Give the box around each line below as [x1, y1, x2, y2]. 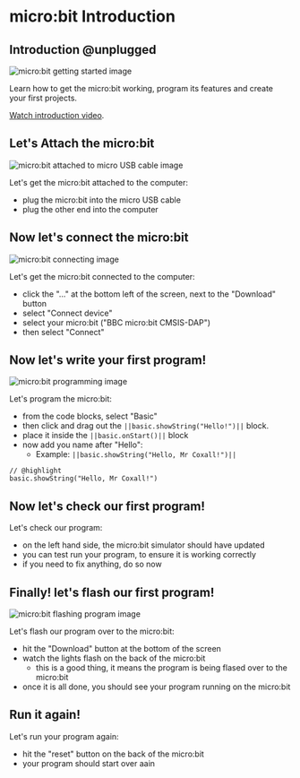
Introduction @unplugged [9, 42, 157, 57]
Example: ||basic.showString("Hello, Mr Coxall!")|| [35, 449, 237, 460]
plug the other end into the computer [21, 203, 159, 214]
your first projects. [9, 92, 78, 103]
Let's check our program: [9, 523, 103, 533]
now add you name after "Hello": [21, 439, 143, 450]
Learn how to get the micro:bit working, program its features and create [9, 83, 274, 93]
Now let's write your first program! [9, 352, 207, 368]
